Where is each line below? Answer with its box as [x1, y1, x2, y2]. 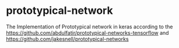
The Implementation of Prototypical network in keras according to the [6, 23, 173, 30]
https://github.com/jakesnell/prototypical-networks [6, 35, 129, 42]
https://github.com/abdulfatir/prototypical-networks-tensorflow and [6, 29, 169, 36]
